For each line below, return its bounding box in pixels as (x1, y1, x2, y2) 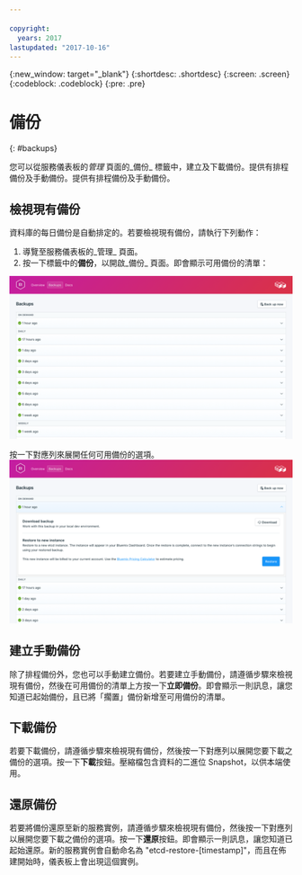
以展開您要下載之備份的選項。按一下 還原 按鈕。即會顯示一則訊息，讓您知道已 (9, 834, 293, 844)
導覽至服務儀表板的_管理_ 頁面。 (22, 246, 143, 256)
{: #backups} (9, 143, 58, 154)
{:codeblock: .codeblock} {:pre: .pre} (9, 78, 146, 89)
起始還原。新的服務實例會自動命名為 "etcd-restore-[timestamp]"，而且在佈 (9, 845, 287, 856)
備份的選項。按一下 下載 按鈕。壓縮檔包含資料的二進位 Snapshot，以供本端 (9, 756, 283, 768)
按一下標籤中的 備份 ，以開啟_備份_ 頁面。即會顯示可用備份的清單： (22, 257, 269, 268)
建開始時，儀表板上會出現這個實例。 (9, 856, 144, 867)
